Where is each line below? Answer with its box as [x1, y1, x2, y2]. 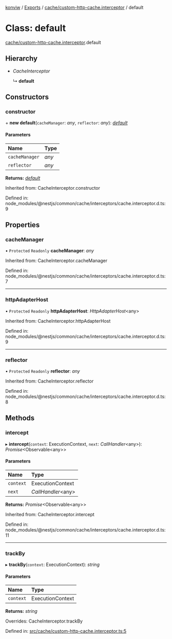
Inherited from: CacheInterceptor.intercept [5, 511, 95, 517]
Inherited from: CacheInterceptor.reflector [5, 378, 94, 384]
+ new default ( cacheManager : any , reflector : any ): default [5, 120, 128, 126]
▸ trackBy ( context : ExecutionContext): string [5, 561, 100, 568]
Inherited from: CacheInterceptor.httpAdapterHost [5, 318, 111, 324]
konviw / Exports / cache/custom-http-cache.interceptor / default [5, 5, 144, 10]
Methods [5, 414, 35, 423]
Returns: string [5, 608, 37, 614]
